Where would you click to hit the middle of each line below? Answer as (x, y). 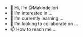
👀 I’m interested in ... (31, 13)
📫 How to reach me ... (33, 29)
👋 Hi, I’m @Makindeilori (34, 8)
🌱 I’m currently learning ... (37, 18)
